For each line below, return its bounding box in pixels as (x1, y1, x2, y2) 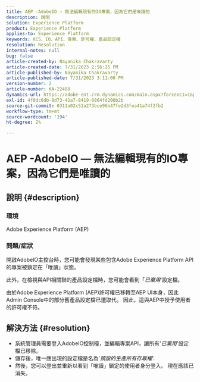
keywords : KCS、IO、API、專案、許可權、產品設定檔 (6, 36, 121, 42)
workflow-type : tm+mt (6, 108, 60, 114)
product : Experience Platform (6, 25, 82, 32)
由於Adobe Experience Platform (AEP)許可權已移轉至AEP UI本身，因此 (6, 289, 179, 296)
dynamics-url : (6, 92, 42, 98)
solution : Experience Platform (6, 20, 84, 26)
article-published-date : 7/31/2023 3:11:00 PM (6, 75, 124, 81)
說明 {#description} (6, 192, 80, 202)
